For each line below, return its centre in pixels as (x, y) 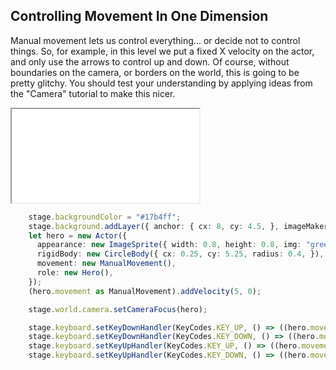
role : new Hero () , (75, 273)
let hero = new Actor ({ (78, 235)
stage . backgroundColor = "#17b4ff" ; (105, 217)
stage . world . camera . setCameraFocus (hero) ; (118, 309)
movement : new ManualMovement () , (106, 264)
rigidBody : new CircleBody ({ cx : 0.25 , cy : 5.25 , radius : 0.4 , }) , (180, 254)
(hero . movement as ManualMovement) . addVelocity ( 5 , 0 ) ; (145, 291)
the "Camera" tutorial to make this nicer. (93, 93)
